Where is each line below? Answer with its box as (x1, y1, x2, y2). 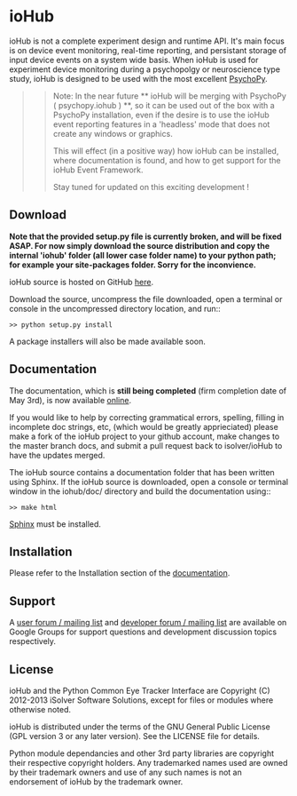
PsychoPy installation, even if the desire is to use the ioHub (52, 109, 270, 120)
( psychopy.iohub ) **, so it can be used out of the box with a (52, 99, 275, 110)
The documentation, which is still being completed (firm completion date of (9, 385, 286, 396)
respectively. (9, 636, 56, 647)
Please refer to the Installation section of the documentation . (9, 568, 231, 578)
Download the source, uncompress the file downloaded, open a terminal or (9, 293, 283, 304)
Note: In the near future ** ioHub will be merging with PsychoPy (52, 91, 286, 101)
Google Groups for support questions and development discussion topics (9, 626, 277, 637)
